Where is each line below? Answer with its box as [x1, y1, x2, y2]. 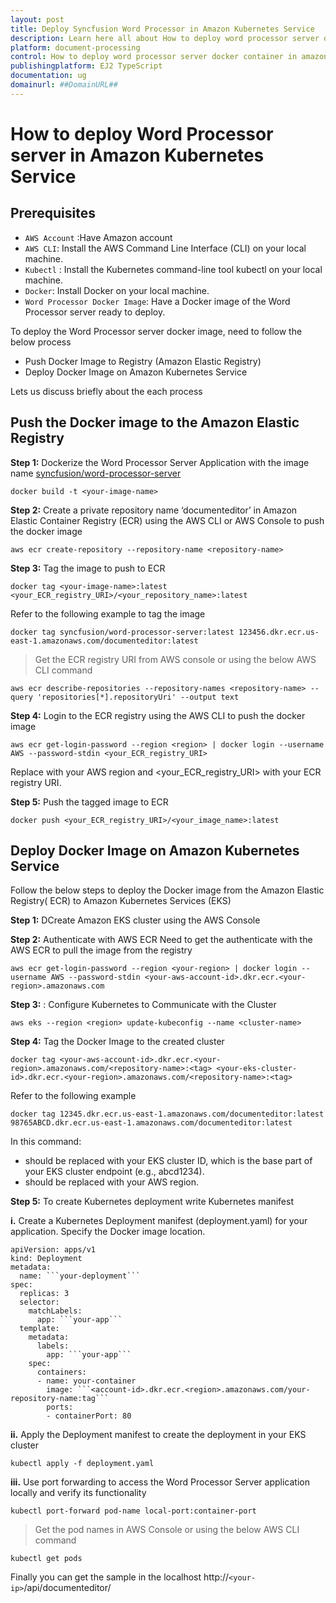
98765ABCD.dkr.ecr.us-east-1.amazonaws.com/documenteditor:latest [10, 1118, 293, 1128]
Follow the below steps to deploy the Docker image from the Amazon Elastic [10, 884, 325, 896]
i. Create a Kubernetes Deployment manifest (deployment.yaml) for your [10, 1215, 308, 1227]
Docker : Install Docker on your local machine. [24, 284, 210, 296]
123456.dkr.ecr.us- [238, 627, 320, 637]
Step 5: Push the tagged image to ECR [10, 796, 169, 808]
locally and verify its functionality [10, 1487, 147, 1499]
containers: [36, 1367, 87, 1378]
